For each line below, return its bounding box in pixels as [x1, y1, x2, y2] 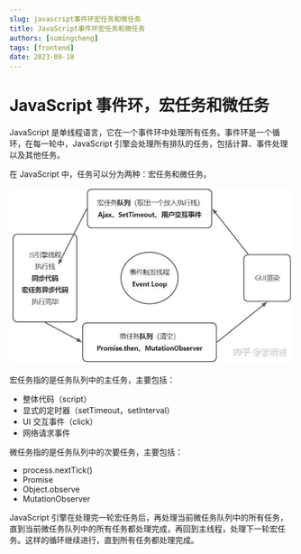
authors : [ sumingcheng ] [9, 33, 99, 42]
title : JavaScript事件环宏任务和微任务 [9, 23, 146, 33]
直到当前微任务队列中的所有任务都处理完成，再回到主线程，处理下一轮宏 [9, 523, 278, 534]
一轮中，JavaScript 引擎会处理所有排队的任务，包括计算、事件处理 [40, 138, 288, 149]
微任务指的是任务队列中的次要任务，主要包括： [9, 447, 183, 457]
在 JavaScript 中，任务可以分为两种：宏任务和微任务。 [9, 169, 212, 180]
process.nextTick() [22, 465, 93, 476]
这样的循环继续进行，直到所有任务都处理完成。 [24, 534, 199, 545]
